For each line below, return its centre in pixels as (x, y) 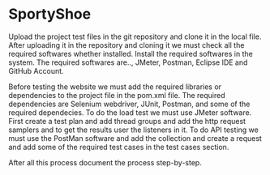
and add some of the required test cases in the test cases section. (119, 147)
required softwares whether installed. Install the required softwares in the (131, 53)
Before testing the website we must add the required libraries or (115, 87)
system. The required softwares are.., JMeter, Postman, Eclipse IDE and (128, 62)
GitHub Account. (36, 70)
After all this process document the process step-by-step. (105, 162)
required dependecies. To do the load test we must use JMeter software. (130, 112)
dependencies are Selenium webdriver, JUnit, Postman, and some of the (129, 104)
